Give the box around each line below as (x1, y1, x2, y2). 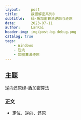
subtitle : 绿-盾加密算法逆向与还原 (5, 16, 73, 21)
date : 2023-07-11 (5, 20, 53, 26)
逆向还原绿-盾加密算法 (5, 85, 50, 91)
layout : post (5, 7, 40, 12)
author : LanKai (5, 25, 44, 30)
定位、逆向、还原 (12, 110, 46, 116)
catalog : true (5, 34, 34, 39)
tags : (5, 39, 16, 44)
